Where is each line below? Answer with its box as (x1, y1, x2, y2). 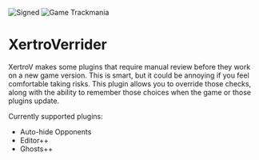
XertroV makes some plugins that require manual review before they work (8, 62, 251, 71)
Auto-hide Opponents (19, 126, 92, 136)
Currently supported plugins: (8, 111, 104, 121)
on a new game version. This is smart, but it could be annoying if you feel (8, 70, 249, 80)
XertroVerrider (8, 36, 108, 54)
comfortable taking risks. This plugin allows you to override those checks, (8, 78, 252, 88)
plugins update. (8, 96, 60, 106)
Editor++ (19, 135, 50, 145)
